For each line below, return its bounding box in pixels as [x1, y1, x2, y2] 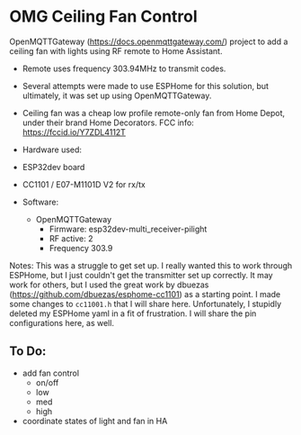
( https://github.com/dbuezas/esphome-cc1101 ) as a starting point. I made [9, 288, 281, 299]
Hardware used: [22, 144, 83, 155]
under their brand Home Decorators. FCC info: [22, 117, 195, 128]
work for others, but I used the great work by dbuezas [9, 279, 209, 290]
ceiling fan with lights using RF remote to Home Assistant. [9, 45, 223, 56]
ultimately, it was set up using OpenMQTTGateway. [22, 90, 212, 101]
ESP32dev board [22, 161, 85, 172]
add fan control [22, 367, 79, 378]
